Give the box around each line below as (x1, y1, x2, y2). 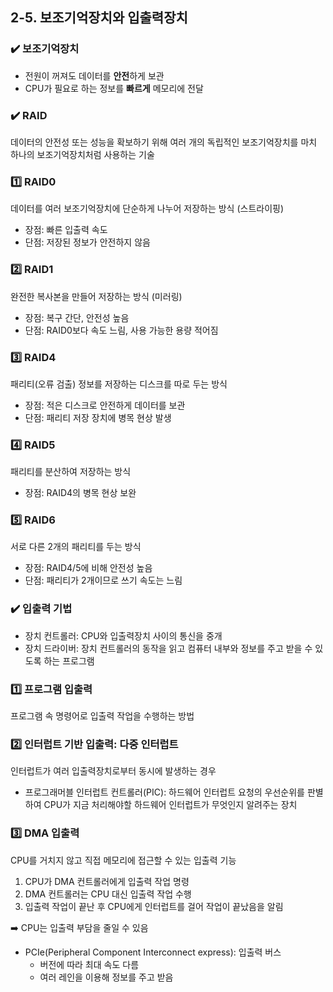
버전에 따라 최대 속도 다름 (39, 958, 140, 970)
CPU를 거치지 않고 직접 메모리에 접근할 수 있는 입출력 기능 (10, 854, 237, 866)
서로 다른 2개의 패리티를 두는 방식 (10, 541, 142, 553)
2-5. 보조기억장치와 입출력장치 (10, 9, 188, 27)
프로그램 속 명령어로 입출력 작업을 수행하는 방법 (10, 710, 195, 722)
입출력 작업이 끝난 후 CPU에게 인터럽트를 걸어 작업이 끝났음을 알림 (24, 900, 284, 912)
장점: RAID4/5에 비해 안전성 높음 (24, 562, 153, 574)
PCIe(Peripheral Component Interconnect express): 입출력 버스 (24, 946, 282, 958)
